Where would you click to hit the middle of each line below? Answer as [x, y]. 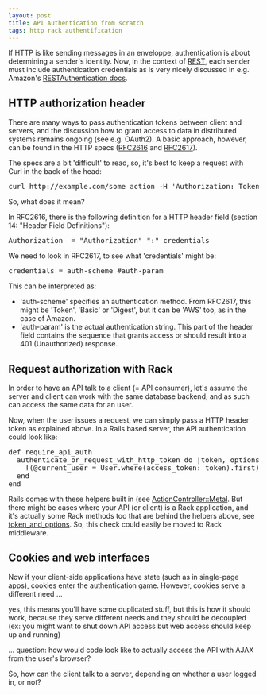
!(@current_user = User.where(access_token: [113, 468]
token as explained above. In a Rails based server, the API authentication [127, 429]
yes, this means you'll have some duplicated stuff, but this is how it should [130, 609]
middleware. [29, 533]
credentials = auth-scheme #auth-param [86, 271]
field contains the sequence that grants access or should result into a [133, 335]
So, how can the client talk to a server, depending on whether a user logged [132, 674]
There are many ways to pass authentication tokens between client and [125, 122]
